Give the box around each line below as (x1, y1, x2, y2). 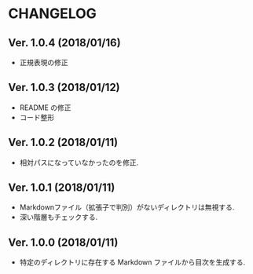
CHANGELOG (8, 5, 97, 23)
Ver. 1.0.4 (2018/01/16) (8, 36, 121, 49)
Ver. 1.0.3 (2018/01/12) (8, 81, 120, 94)
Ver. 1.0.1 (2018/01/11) (8, 181, 115, 195)
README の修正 (19, 103, 71, 112)
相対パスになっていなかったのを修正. (19, 158, 139, 167)
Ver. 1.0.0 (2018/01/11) (8, 236, 119, 249)
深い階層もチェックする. (19, 213, 98, 222)
